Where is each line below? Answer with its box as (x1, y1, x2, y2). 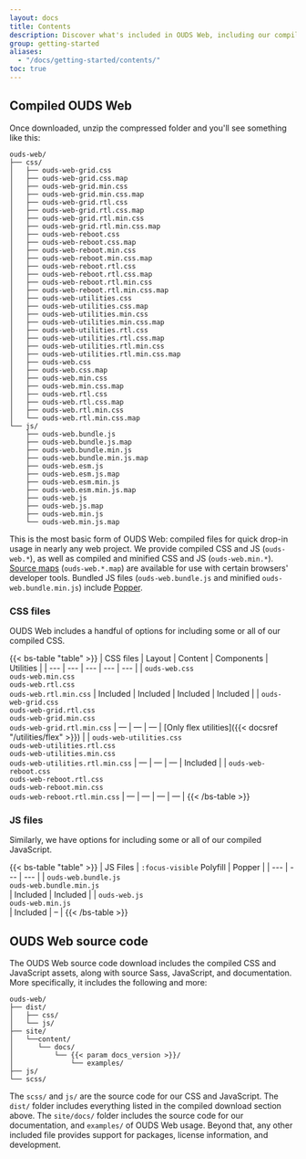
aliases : (9, 47, 43, 57)
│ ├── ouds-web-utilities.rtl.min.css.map (9, 349, 181, 359)
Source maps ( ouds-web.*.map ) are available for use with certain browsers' (9, 563, 289, 574)
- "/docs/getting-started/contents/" (17, 56, 161, 65)
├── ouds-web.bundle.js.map (25, 437, 132, 447)
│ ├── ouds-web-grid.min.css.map (9, 189, 145, 199)
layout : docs (9, 13, 59, 23)
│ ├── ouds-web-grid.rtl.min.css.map (9, 221, 161, 231)
